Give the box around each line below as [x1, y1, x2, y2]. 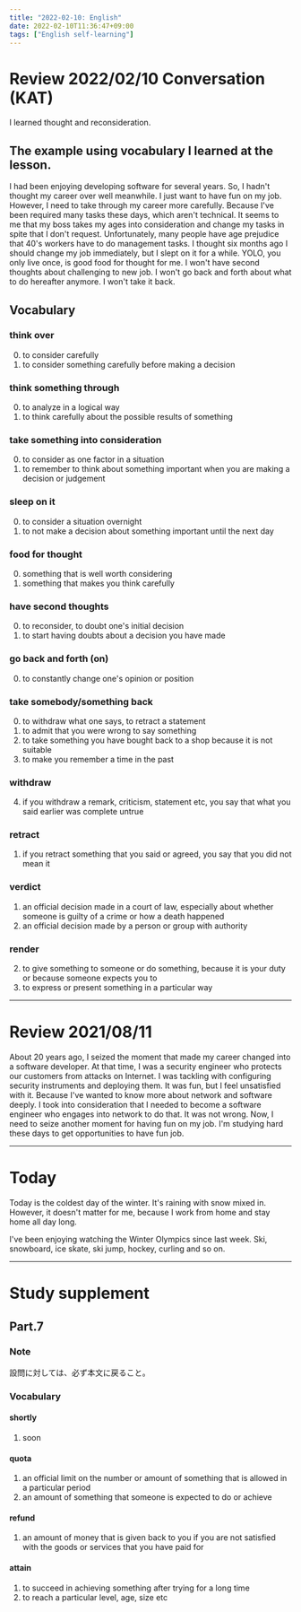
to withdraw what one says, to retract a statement [21, 715, 206, 727]
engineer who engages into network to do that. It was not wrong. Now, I [9, 1109, 274, 1120]
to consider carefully [21, 349, 99, 360]
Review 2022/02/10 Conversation [9, 68, 266, 89]
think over [9, 329, 55, 342]
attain [9, 1562, 31, 1573]
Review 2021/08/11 [9, 1022, 152, 1042]
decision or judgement [21, 473, 106, 484]
